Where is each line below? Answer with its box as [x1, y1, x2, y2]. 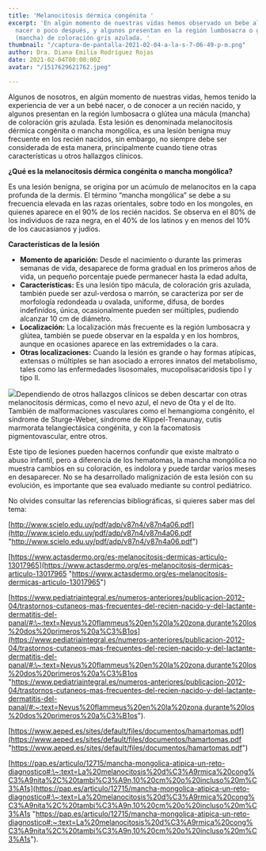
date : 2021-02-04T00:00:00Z [8, 56, 101, 64]
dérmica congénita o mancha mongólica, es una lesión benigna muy [8, 125, 231, 135]
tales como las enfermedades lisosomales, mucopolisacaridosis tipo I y [19, 364, 253, 374]
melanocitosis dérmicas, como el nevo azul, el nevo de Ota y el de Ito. [8, 398, 236, 407]
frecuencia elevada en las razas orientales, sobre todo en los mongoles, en [8, 198, 253, 208]
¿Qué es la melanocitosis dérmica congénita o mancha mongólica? [8, 166, 234, 175]
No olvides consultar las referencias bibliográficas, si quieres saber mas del [8, 495, 256, 505]
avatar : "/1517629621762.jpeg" [8, 64, 112, 71]
